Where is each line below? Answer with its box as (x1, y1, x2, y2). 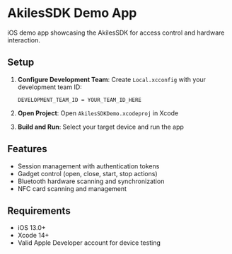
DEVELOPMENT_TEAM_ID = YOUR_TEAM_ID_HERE (17, 96, 141, 103)
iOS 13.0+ (17, 224, 46, 232)
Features (7, 143, 47, 155)
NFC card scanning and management (17, 184, 127, 192)
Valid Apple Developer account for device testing (17, 238, 161, 247)
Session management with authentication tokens (17, 161, 160, 171)
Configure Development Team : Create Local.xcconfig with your (17, 75, 207, 83)
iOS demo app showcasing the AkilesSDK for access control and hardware (7, 28, 225, 37)
